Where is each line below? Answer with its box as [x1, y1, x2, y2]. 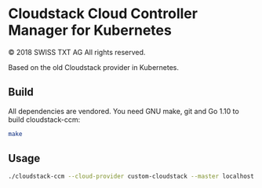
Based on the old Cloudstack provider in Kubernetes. [8, 62, 179, 72]
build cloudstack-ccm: [8, 115, 81, 124]
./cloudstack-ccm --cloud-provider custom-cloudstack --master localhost [8, 172, 255, 181]
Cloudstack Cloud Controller [8, 5, 198, 23]
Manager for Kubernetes [8, 21, 173, 39]
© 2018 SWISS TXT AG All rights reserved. [8, 47, 146, 57]
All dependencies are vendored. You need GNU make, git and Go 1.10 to [8, 106, 239, 116]
